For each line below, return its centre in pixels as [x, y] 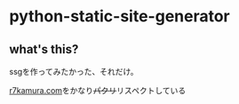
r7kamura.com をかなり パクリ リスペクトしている [98, 90]
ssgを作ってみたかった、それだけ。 [74, 72]
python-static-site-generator [120, 16]
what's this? [44, 49]
